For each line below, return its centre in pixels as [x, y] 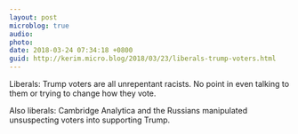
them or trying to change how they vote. [83, 93]
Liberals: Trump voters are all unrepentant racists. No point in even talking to [149, 84]
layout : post [33, 17]
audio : [21, 34]
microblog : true [39, 26]
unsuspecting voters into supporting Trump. [90, 120]
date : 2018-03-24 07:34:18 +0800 [71, 51]
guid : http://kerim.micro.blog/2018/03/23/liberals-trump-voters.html [143, 59]
